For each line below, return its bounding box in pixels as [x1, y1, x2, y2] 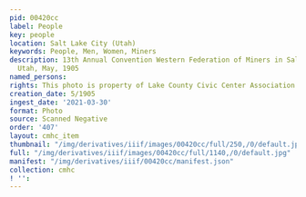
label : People [9, 22, 64, 31]
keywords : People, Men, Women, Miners [9, 47, 157, 56]
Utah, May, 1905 [17, 64, 79, 74]
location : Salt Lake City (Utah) [9, 38, 137, 48]
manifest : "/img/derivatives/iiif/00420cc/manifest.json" [9, 156, 234, 166]
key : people [9, 30, 55, 39]
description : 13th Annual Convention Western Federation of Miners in [9, 55, 283, 64]
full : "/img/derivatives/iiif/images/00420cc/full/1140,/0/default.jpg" [9, 148, 291, 157]
